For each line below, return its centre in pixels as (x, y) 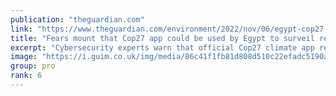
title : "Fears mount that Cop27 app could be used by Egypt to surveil (162, 38)
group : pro (33, 66)
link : (21, 29)
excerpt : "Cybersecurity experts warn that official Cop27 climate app (162, 47)
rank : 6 (26, 76)
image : (24, 57)
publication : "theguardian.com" (77, 19)
